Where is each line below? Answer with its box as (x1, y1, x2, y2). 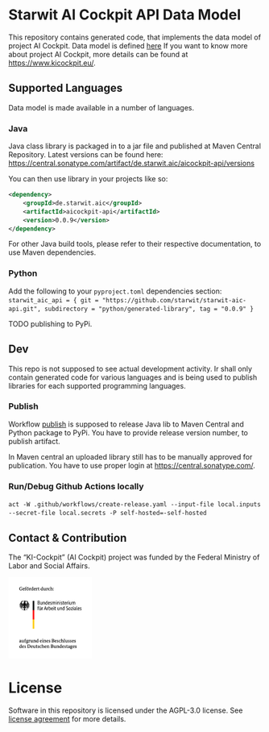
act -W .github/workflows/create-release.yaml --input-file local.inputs (8, 501, 262, 509)
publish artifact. (8, 436, 60, 446)
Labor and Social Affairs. (8, 560, 90, 570)
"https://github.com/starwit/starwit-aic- (101, 296, 247, 304)
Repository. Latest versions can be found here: (8, 150, 163, 160)
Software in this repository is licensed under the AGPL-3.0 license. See (8, 705, 243, 715)
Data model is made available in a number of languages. (8, 102, 195, 112)
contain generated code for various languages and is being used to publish (8, 372, 258, 382)
